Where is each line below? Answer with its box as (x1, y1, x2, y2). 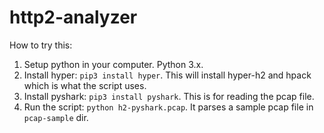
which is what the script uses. (23, 79, 147, 91)
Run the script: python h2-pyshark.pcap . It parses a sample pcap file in (23, 101, 314, 113)
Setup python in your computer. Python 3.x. (23, 58, 204, 70)
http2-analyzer (9, 6, 138, 29)
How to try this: (9, 39, 73, 51)
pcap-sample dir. (23, 111, 89, 123)
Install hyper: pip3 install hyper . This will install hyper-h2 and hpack (23, 69, 312, 81)
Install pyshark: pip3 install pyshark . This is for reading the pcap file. (23, 90, 315, 102)
